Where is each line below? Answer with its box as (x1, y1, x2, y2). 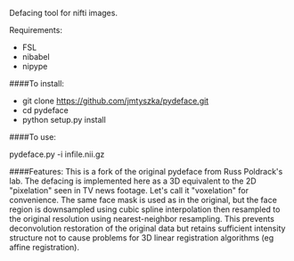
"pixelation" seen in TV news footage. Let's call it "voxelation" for (9, 185, 249, 195)
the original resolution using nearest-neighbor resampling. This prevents (9, 214, 274, 224)
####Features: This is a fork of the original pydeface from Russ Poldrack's (9, 167, 283, 176)
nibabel (21, 52, 51, 61)
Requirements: (9, 25, 62, 35)
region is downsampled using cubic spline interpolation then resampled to (9, 204, 281, 215)
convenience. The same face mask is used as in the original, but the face (9, 195, 278, 205)
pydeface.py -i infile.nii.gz (9, 149, 105, 159)
